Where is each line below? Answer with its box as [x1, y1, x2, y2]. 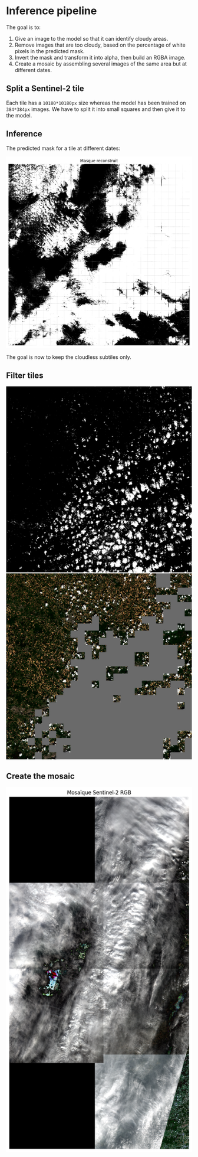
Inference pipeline [6, 4, 97, 18]
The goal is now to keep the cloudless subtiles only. [6, 353, 131, 361]
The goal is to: [6, 24, 41, 31]
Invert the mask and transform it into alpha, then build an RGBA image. [14, 54, 186, 61]
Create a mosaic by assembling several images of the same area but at [14, 60, 187, 67]
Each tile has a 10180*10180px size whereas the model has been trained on [6, 99, 187, 106]
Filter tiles [6, 370, 44, 380]
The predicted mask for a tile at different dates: [6, 145, 121, 152]
